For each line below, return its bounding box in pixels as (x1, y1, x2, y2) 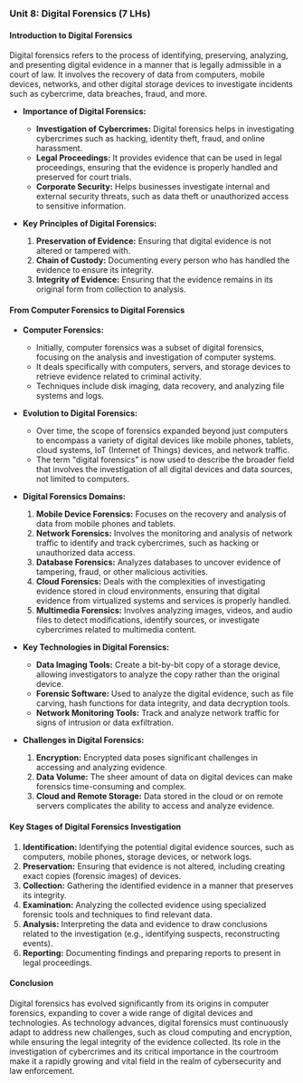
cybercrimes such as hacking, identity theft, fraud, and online (35, 133, 265, 144)
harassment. (35, 143, 83, 154)
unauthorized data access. (35, 547, 136, 558)
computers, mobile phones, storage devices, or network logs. (22, 851, 252, 862)
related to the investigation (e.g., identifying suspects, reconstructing (22, 928, 280, 939)
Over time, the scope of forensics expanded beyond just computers (35, 425, 289, 437)
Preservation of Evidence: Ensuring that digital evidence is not (35, 236, 271, 247)
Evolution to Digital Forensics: (22, 408, 138, 419)
